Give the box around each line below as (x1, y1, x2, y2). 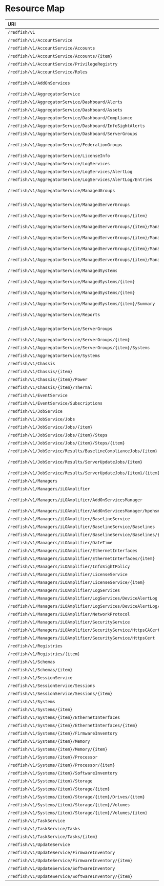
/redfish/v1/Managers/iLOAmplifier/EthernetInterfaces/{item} (7, 555, 155, 561)
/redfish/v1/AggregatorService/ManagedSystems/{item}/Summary (7, 301, 155, 306)
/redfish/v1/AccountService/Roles (7, 69, 88, 75)
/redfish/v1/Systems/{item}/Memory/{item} (7, 746, 108, 752)
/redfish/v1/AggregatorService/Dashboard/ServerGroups (7, 131, 138, 136)
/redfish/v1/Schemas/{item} (7, 667, 73, 672)
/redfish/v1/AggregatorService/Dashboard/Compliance (7, 115, 133, 120)
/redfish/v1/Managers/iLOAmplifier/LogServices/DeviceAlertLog (7, 595, 158, 601)
